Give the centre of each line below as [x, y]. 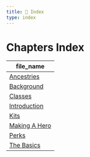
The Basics [25, 146]
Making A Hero [30, 126]
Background [26, 86]
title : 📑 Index [25, 12]
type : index [21, 18]
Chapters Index [45, 47]
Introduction [26, 106]
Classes [20, 96]
